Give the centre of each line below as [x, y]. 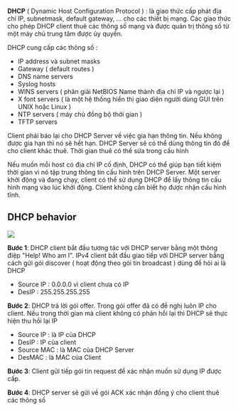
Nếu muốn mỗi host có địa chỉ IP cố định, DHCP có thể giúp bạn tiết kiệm [114, 165]
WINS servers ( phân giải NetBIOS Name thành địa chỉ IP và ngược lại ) [121, 92]
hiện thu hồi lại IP [33, 321]
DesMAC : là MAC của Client [59, 357]
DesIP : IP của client [47, 342]
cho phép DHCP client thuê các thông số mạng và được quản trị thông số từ [118, 26]
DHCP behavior [42, 217]
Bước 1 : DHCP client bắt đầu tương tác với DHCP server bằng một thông [113, 248]
